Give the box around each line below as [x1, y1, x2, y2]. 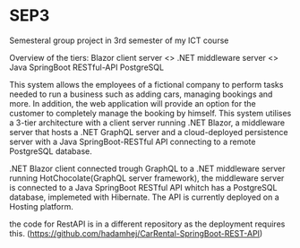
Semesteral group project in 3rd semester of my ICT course [9, 35, 229, 46]
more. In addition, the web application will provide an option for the [9, 98, 257, 108]
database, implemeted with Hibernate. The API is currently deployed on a [9, 192, 279, 202]
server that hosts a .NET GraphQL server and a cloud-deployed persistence [9, 126, 288, 137]
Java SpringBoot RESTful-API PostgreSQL [9, 62, 164, 73]
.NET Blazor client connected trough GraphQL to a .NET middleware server [9, 163, 286, 174]
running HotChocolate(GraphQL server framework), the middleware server [9, 172, 285, 184]
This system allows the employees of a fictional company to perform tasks [9, 79, 284, 90]
